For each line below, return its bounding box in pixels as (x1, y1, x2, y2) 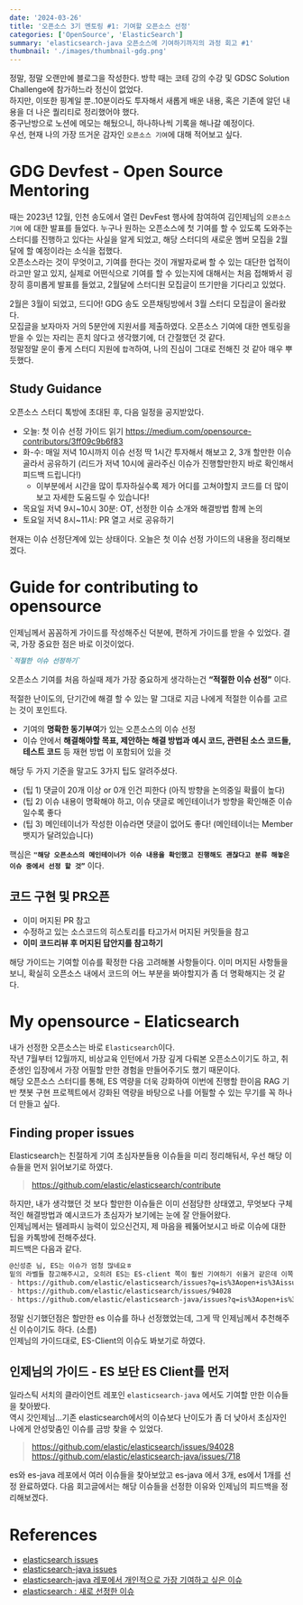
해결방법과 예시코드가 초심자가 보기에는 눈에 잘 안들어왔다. (25, 1210, 232, 1220)
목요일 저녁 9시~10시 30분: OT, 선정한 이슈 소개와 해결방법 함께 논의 (22, 503, 263, 514)
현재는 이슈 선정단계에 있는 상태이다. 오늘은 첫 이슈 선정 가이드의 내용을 (9, 533, 260, 544)
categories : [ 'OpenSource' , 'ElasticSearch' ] (9, 30, 183, 39)
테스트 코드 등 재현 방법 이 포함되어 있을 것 (22, 746, 171, 756)
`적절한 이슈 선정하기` (9, 656, 82, 665)
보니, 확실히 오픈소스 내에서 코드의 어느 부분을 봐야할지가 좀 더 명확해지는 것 (9, 968, 277, 979)
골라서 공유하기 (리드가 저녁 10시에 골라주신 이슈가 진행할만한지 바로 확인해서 (22, 458, 294, 469)
